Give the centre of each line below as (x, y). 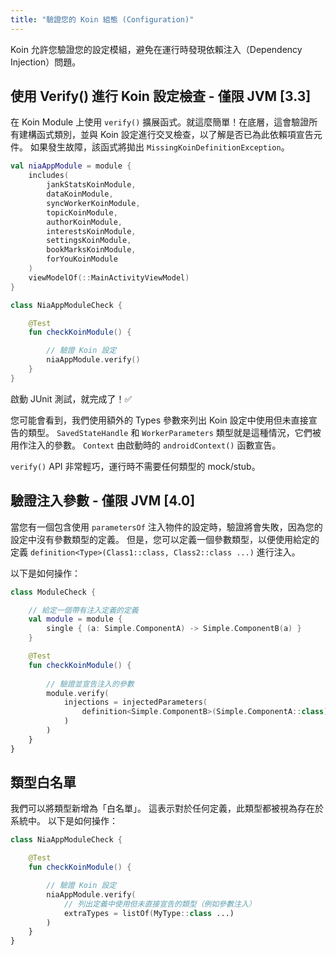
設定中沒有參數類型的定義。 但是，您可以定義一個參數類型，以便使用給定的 (165, 539)
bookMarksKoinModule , (91, 250)
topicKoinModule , (82, 212)
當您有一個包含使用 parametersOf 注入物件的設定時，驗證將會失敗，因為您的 (166, 527)
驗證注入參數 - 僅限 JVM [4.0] (103, 501)
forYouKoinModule (82, 259)
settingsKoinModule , (89, 241)
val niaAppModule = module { (71, 166)
